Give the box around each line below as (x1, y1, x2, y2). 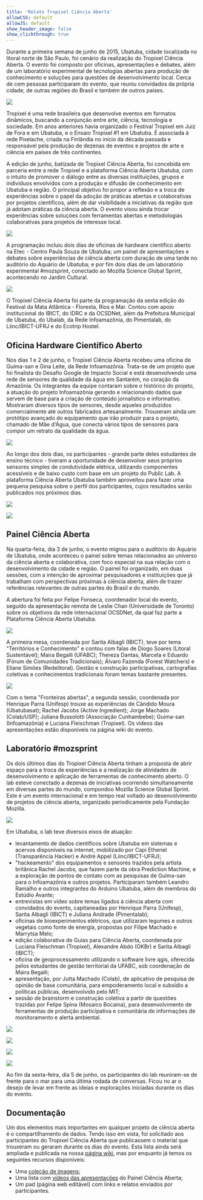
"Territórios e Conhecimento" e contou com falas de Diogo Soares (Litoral (6, 644, 191, 652)
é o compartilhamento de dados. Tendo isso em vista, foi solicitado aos (6, 1130, 184, 1138)
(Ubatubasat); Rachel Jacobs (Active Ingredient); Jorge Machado (6, 706, 170, 713)
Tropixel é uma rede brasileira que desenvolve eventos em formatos (6, 110, 176, 117)
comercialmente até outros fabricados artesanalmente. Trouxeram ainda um (6, 408, 196, 415)
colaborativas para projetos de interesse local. (6, 218, 122, 226)
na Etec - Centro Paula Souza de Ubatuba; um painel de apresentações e (6, 248, 189, 255)
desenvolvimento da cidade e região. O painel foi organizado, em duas (6, 565, 183, 572)
